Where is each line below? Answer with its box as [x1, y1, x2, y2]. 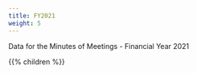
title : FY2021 [8, 11, 56, 20]
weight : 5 [8, 19, 42, 27]
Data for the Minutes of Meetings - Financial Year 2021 [8, 41, 190, 51]
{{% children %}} [8, 57, 66, 67]
